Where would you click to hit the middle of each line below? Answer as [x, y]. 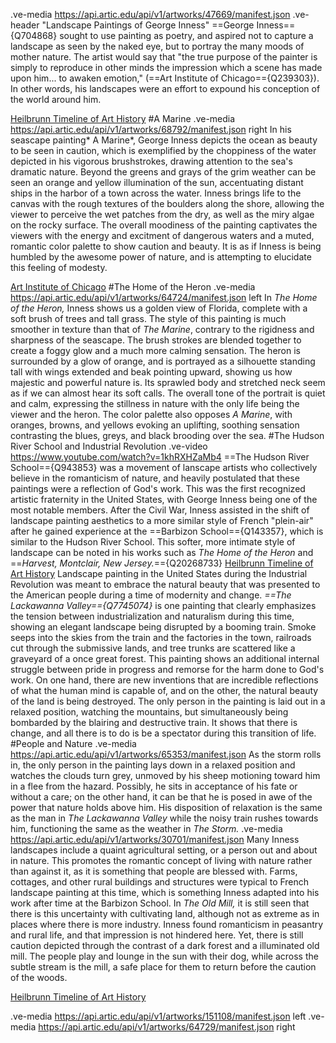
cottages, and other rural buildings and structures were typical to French [160, 882]
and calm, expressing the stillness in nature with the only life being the [155, 403]
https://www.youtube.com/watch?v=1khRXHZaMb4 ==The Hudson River [160, 457]
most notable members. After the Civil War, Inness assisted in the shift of [160, 510]
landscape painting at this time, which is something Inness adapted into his [165, 892]
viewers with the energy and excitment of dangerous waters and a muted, [162, 235]
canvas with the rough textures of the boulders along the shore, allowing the [167, 203]
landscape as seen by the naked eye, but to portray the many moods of [157, 46]
